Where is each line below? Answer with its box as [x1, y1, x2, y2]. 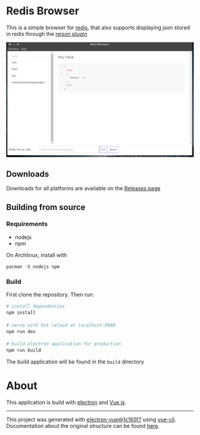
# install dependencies [6, 303, 65, 310]
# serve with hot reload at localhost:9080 [6, 322, 116, 328]
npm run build [6, 347, 42, 353]
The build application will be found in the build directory [6, 358, 145, 365]
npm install [6, 310, 36, 316]
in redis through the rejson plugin [6, 30, 87, 37]
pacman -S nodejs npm [6, 264, 60, 270]
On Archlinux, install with [6, 251, 67, 258]
